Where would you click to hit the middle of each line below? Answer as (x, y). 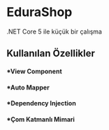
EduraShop (39, 12)
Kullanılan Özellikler (51, 53)
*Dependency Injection (41, 103)
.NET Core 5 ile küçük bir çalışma (54, 31)
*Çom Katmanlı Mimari (41, 119)
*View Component (34, 71)
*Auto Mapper (28, 87)
